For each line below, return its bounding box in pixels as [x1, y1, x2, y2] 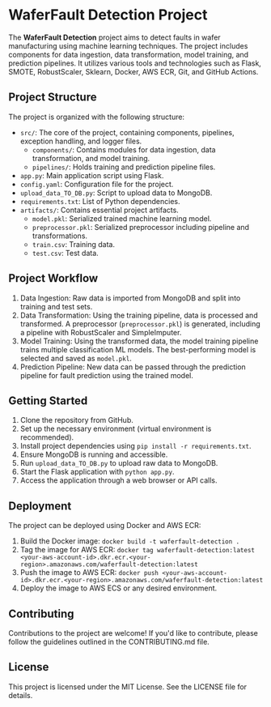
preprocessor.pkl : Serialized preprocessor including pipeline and [32, 222, 249, 232]
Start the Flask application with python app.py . [19, 467, 175, 477]
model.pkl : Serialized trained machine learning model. [32, 213, 212, 224]
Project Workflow [8, 271, 99, 285]
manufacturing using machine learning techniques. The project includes [8, 40, 248, 50]
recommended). [19, 432, 74, 442]
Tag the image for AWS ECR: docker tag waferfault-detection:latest [19, 545, 255, 555]
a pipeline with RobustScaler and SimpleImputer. [19, 327, 182, 337]
